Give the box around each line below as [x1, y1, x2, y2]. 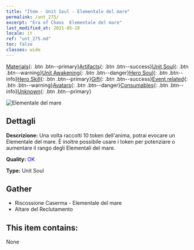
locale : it [6, 31, 33, 36]
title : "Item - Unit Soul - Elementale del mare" [6, 8, 131, 15]
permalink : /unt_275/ [6, 14, 59, 20]
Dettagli [6, 116, 36, 126]
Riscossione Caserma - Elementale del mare [14, 200, 122, 207]
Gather [6, 184, 32, 194]
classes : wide [6, 47, 41, 53]
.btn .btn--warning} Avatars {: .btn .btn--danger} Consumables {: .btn [6, 82, 169, 89]
